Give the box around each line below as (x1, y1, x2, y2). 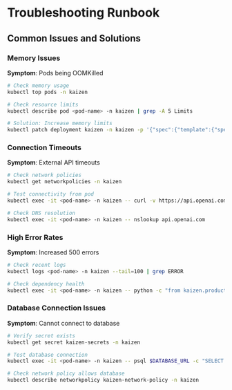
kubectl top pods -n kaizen (7, 89, 88, 95)
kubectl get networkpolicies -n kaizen (7, 178, 122, 185)
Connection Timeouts (7, 143, 81, 153)
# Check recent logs (7, 261, 67, 268)
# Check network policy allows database (7, 370, 126, 378)
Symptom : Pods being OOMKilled (7, 68, 104, 77)
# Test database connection (7, 351, 88, 358)
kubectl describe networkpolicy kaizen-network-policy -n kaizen (7, 377, 199, 384)
